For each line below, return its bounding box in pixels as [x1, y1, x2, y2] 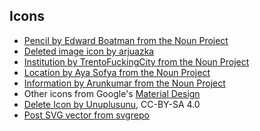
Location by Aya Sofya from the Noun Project [23, 66, 211, 78]
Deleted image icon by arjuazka [23, 45, 155, 57]
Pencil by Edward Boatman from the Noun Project [23, 34, 229, 46]
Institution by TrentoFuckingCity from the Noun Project [23, 55, 250, 68]
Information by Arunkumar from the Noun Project [23, 77, 226, 89]
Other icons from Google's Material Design [23, 87, 201, 99]
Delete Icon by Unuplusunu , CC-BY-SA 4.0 [23, 98, 201, 110]
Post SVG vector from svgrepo [23, 109, 150, 121]
